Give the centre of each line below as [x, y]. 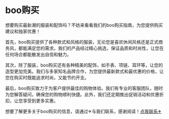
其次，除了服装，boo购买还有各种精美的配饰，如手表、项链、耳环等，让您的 [84, 65]
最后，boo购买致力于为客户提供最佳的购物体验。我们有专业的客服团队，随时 [84, 88]
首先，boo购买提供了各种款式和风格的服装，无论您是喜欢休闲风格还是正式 [82, 42]
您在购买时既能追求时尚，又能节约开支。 [47, 77]
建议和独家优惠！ [23, 31]
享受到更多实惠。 [40, 100]
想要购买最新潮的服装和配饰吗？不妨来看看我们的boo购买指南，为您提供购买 [84, 25]
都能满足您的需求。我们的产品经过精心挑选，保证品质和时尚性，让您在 [91, 48]
